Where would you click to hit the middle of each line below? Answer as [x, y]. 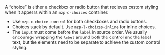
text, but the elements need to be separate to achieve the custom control [86, 42]
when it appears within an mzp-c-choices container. [57, 12]
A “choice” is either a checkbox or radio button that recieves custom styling [82, 7]
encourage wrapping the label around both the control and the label [82, 37]
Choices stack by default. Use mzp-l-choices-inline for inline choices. [84, 27]
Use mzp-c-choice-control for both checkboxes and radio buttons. [80, 22]
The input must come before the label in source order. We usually [80, 32]
